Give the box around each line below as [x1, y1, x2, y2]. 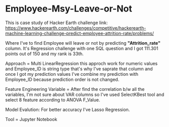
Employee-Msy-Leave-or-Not [5, 3, 132, 15]
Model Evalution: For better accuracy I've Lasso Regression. [5, 106, 130, 112]
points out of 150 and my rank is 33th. [5, 51, 84, 57]
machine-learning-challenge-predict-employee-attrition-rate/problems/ [5, 30, 154, 36]
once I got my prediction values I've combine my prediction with [5, 71, 139, 77]
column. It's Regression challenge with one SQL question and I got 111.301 [5, 45, 158, 51]
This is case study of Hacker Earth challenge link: [5, 20, 108, 26]
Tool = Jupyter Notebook [5, 116, 58, 122]
